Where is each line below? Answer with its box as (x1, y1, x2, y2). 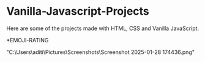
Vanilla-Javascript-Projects (6, 4, 150, 18)
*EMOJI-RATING (6, 36, 49, 44)
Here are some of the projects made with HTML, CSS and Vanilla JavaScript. (6, 25, 199, 32)
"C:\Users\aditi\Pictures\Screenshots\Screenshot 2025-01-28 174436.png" (6, 48, 195, 56)
